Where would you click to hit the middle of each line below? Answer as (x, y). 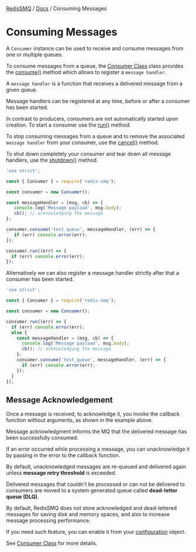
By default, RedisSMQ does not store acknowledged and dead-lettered (92, 508)
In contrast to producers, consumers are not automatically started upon (92, 118)
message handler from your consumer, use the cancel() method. (82, 142)
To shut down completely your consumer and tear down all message (89, 154)
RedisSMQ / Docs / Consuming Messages (56, 8)
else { (19, 333)
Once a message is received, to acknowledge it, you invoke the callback (93, 414)
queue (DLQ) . (23, 497)
